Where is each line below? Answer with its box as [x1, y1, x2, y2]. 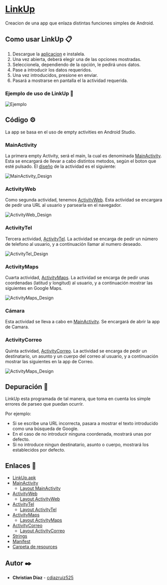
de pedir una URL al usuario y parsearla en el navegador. [5, 202, 122, 208]
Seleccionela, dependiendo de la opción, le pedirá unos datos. [12, 61, 141, 67]
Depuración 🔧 [5, 383, 48, 391]
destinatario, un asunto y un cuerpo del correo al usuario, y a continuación [5, 353, 159, 359]
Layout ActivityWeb [19, 496, 60, 502]
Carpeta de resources [12, 544, 58, 550]
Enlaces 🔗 [5, 461, 36, 470]
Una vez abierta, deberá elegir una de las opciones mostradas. [12, 56, 142, 62]
